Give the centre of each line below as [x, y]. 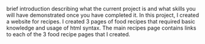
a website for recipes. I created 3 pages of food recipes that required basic [101, 21]
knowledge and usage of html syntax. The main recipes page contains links [102, 28]
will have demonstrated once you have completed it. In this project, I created [103, 15]
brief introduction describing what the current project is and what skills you [101, 9]
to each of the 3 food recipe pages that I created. [68, 34]
